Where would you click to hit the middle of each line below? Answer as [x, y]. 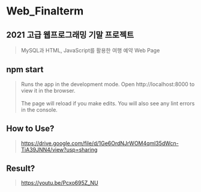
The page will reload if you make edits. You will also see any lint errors [108, 103]
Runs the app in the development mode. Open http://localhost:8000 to [108, 84]
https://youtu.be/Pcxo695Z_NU [59, 183]
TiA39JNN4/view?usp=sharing [59, 149]
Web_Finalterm [45, 11]
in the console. [39, 110]
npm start [25, 70]
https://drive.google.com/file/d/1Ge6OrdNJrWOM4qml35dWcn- [100, 143]
